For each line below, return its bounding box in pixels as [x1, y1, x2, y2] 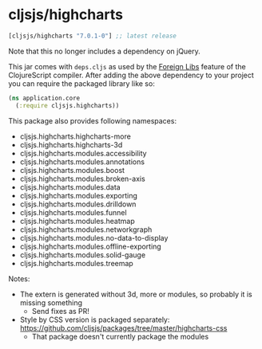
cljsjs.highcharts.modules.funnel [19, 207, 127, 217]
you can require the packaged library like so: [8, 78, 156, 88]
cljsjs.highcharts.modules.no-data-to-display [19, 233, 169, 242]
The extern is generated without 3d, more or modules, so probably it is [19, 289, 253, 299]
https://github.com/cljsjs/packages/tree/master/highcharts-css [19, 323, 228, 332]
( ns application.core [8, 94, 81, 102]
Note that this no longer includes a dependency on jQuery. [8, 46, 201, 56]
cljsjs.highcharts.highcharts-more [19, 131, 132, 141]
